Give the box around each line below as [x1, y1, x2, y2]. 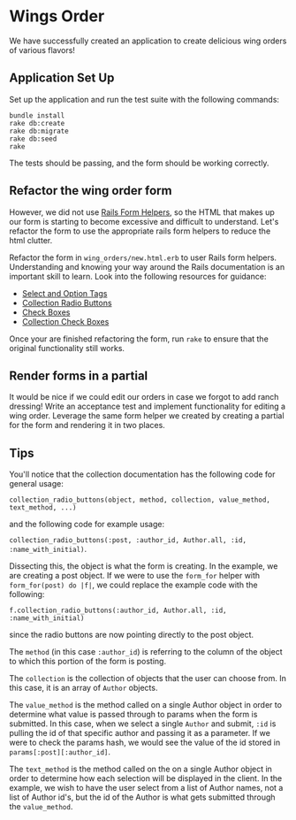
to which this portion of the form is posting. [9, 656, 166, 667]
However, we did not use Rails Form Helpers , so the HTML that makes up [9, 206, 276, 218]
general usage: [9, 479, 64, 489]
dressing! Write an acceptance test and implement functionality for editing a [9, 401, 285, 412]
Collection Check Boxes [21, 316, 110, 326]
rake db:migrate [9, 126, 69, 135]
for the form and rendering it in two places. [9, 420, 165, 431]
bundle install [9, 111, 65, 120]
